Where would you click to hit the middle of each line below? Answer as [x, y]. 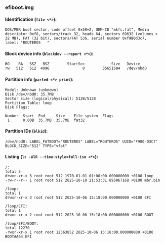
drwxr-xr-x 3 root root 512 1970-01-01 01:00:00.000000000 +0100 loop [79, 176]
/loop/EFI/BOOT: [22, 223]
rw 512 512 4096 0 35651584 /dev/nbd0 [76, 68]
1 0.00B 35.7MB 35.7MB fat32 [46, 120]
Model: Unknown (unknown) [32, 90]
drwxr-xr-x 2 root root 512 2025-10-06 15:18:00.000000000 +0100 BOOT [79, 215]
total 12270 [17, 228]
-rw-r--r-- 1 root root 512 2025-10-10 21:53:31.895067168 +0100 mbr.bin [83, 180]
